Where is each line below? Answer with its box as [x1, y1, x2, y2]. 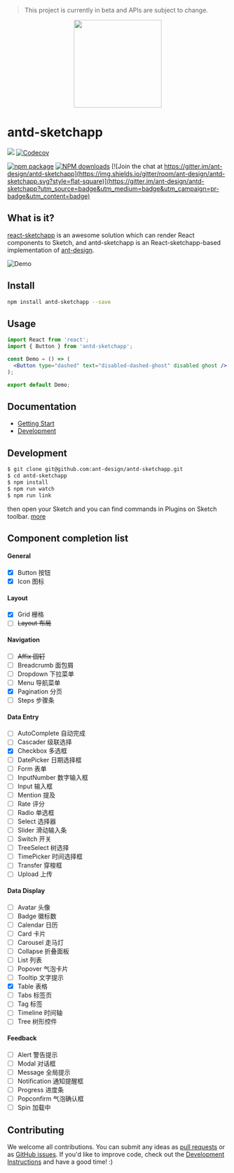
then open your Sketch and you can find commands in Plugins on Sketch [7, 505, 217, 513]
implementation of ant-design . [7, 246, 95, 254]
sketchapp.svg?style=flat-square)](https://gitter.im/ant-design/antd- [7, 177, 205, 185]
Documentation [7, 400, 77, 413]
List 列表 [17, 955, 42, 964]
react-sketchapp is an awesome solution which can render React [7, 231, 195, 239]
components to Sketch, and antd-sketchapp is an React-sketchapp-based [7, 238, 221, 246]
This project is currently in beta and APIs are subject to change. [24, 6, 209, 14]
